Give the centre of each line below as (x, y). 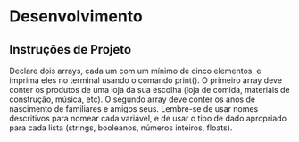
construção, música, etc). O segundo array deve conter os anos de (133, 99)
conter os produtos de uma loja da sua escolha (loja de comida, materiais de (149, 90)
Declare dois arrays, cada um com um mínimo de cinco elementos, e (135, 71)
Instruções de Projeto (71, 50)
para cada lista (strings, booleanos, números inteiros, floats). (121, 128)
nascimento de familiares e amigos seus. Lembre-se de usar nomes (134, 109)
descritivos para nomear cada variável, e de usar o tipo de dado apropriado (148, 118)
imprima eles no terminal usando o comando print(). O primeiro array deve (146, 80)
